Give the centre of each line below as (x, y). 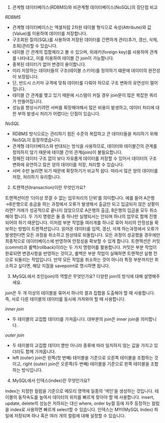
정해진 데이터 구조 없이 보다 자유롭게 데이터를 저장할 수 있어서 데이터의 (80, 158)
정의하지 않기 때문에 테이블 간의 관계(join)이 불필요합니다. (67, 152)
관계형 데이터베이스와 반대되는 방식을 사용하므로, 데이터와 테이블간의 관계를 (85, 146)
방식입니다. (32, 370)
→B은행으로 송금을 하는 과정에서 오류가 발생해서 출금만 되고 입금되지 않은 (76, 204)
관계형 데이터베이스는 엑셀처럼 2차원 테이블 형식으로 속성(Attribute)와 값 (82, 27)
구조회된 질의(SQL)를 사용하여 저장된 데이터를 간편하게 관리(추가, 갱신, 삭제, (85, 39)
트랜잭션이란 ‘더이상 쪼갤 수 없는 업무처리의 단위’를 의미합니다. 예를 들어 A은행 (80, 198)
